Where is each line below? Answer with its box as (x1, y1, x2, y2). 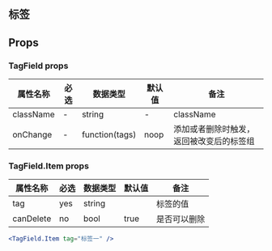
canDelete (12, 213, 52, 224)
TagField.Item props (8, 160, 89, 172)
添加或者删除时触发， (173, 124, 255, 135)
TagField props (8, 60, 69, 71)
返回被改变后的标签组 (173, 136, 255, 147)
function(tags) (82, 129, 137, 140)
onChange (12, 129, 53, 140)
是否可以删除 (156, 214, 206, 225)
